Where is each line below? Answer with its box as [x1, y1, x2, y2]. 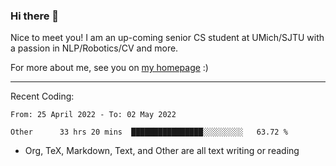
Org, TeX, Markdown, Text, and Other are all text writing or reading [24, 145, 300, 157]
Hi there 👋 [10, 9, 60, 23]
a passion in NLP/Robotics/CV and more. [10, 42, 179, 54]
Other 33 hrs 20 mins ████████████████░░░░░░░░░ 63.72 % [10, 127, 288, 138]
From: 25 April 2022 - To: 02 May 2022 [10, 110, 177, 120]
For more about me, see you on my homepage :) [10, 62, 209, 74]
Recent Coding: [10, 90, 75, 103]
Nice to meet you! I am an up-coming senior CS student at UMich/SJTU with [10, 32, 325, 44]
